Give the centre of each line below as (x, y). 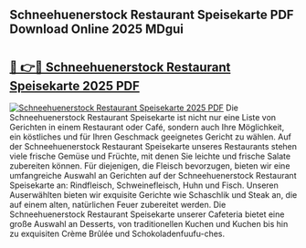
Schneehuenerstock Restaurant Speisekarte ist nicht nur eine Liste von (143, 117)
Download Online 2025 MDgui (97, 30)
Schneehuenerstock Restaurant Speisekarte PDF (152, 15)
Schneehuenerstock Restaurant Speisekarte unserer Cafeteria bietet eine (147, 214)
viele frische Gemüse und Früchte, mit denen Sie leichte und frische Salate (150, 156)
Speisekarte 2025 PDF (74, 86)
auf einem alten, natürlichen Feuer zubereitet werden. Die (118, 205)
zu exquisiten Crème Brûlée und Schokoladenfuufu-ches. (117, 233)
